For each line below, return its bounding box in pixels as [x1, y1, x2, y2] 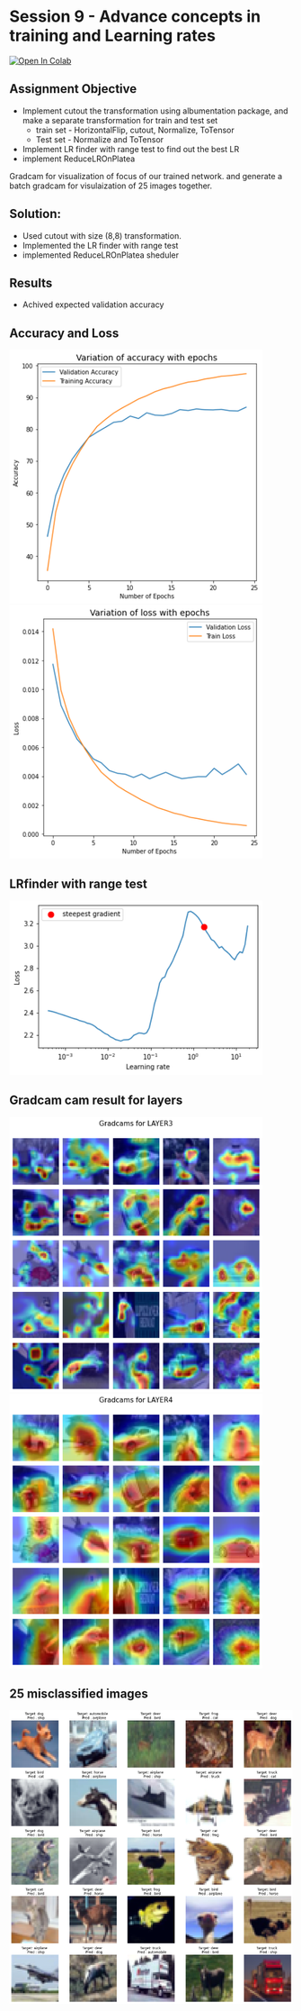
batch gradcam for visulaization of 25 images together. [9, 180, 213, 191]
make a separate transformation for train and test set [22, 114, 218, 125]
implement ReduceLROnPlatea [22, 153, 136, 164]
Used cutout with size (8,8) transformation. [22, 230, 181, 241]
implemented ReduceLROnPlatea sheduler [22, 250, 180, 260]
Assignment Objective [9, 81, 137, 96]
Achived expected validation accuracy [22, 299, 164, 310]
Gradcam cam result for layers [9, 1093, 183, 1108]
